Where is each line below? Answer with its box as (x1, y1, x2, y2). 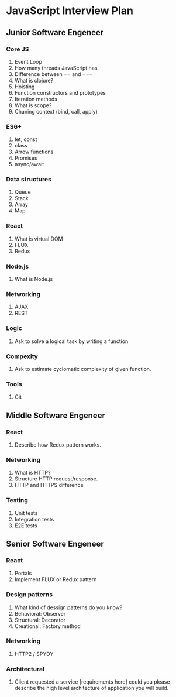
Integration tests (14, 516, 54, 523)
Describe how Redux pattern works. (14, 441, 101, 448)
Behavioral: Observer (14, 610, 66, 617)
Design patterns (6, 590, 53, 599)
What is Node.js (14, 276, 53, 283)
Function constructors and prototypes (14, 89, 106, 96)
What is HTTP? (14, 469, 51, 476)
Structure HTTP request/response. (14, 475, 98, 482)
